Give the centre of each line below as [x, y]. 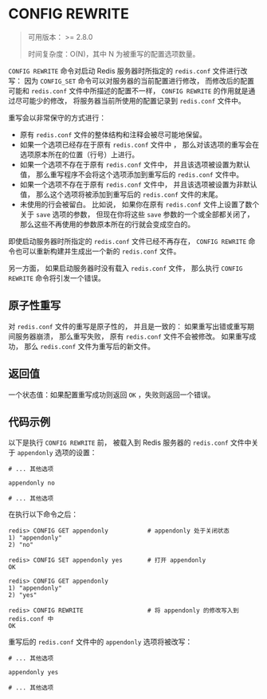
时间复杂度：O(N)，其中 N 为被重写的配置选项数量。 [114, 53]
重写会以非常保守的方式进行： [57, 117]
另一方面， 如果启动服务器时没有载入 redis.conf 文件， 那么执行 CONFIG [126, 268]
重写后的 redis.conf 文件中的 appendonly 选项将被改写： [100, 642]
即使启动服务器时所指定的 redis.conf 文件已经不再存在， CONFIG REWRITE [128, 241]
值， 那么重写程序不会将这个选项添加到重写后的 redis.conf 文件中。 [132, 174]
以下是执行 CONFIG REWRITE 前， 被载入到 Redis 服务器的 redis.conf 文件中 [130, 442]
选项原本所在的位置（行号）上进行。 [79, 154]
